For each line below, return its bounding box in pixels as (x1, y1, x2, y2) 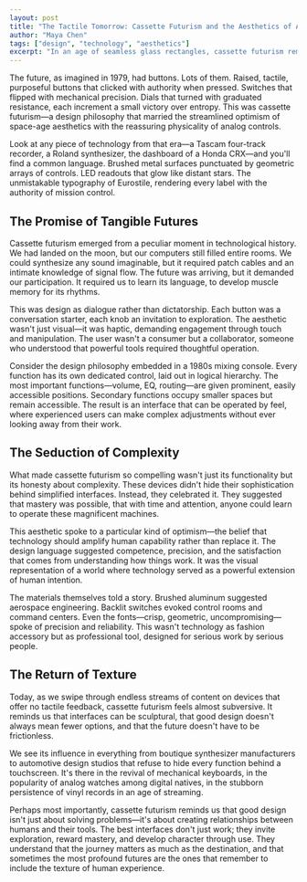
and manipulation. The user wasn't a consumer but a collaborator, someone (9, 332, 294, 343)
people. (9, 640, 38, 651)
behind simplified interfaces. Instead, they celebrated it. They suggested (9, 488, 283, 499)
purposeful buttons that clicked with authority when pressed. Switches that (9, 82, 292, 93)
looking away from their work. (9, 418, 122, 429)
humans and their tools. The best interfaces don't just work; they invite (9, 824, 276, 835)
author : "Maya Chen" (9, 30, 89, 39)
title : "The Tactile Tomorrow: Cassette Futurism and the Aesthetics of (9, 22, 292, 31)
